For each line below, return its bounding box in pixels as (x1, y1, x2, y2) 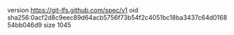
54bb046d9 (7, 21, 42, 29)
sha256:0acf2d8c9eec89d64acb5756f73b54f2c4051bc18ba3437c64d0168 (7, 13, 228, 22)
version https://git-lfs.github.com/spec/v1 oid (7, 6, 139, 14)
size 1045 (43, 21, 72, 29)
